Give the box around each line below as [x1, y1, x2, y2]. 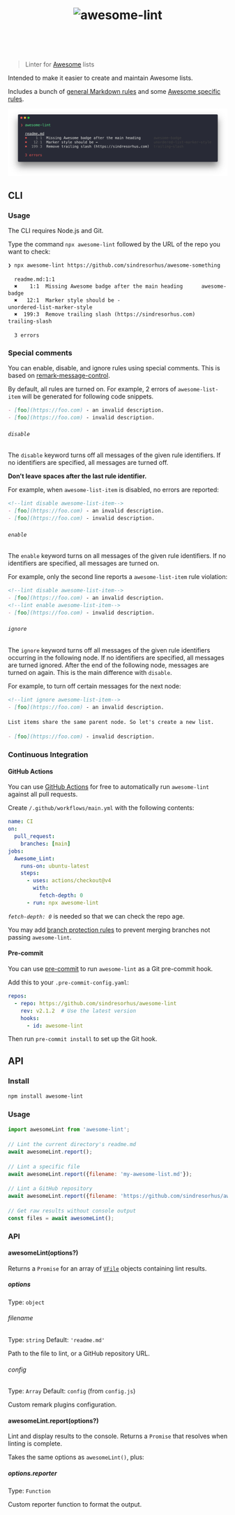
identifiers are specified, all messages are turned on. [8, 559, 160, 568]
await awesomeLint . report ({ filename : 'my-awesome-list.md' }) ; [8, 1171, 192, 1178]
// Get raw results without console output [8, 1207, 137, 1214]
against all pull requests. [8, 790, 78, 799]
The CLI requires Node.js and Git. [8, 227, 104, 235]
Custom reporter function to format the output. [8, 1500, 142, 1509]
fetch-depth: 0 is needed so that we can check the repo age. [8, 912, 185, 920]
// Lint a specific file [8, 1163, 80, 1170]
